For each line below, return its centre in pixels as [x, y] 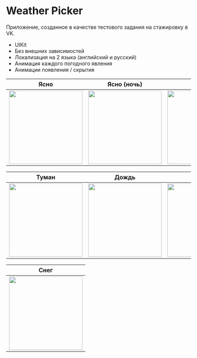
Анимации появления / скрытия [55, 69]
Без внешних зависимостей [49, 51]
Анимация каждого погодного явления [63, 63]
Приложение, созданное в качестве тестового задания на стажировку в [97, 27]
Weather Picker [45, 11]
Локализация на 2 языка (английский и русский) [75, 57]
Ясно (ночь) [125, 84]
